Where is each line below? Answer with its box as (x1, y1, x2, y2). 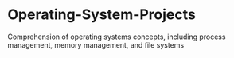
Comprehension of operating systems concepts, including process (7, 32, 226, 41)
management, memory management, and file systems (7, 40, 185, 49)
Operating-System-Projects (7, 6, 196, 24)
